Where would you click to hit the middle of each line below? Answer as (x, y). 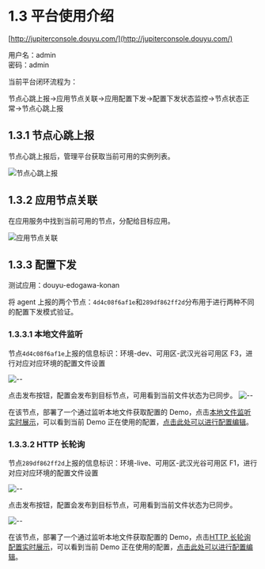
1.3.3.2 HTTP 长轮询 (47, 444)
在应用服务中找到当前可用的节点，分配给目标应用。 (91, 220)
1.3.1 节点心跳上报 (51, 136)
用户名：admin (32, 55)
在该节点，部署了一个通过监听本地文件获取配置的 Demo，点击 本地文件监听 (130, 412)
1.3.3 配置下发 (42, 264)
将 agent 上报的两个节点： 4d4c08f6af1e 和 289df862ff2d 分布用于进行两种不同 (131, 302)
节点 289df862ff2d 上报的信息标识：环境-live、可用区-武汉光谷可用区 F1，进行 (133, 462)
